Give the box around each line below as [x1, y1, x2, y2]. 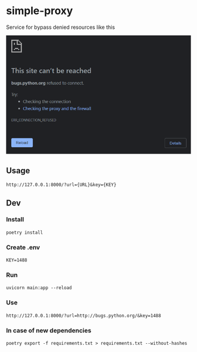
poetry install [6, 230, 43, 235]
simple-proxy [6, 4, 73, 18]
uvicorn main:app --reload [6, 285, 72, 291]
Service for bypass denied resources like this [6, 24, 116, 31]
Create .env [6, 243, 40, 251]
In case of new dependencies [6, 326, 92, 334]
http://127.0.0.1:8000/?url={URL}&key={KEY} [6, 182, 117, 188]
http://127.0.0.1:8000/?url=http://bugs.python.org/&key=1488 [6, 313, 161, 318]
